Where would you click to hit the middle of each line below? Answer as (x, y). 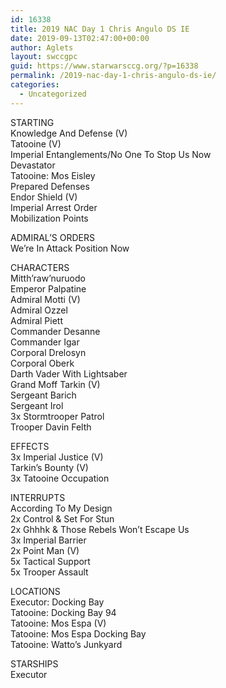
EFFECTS (30, 446)
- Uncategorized (53, 94)
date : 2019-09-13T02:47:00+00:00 (80, 38)
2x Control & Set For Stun (62, 518)
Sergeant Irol (37, 405)
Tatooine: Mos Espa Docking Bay (78, 633)
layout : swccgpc (44, 57)
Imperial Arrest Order (54, 207)
